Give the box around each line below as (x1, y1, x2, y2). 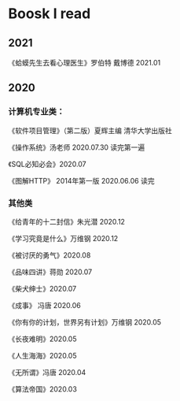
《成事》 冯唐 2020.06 (8, 300, 81, 310)
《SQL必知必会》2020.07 (8, 159, 86, 169)
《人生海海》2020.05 (8, 351, 77, 360)
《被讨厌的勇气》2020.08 (8, 250, 91, 260)
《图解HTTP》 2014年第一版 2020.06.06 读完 (8, 176, 155, 185)
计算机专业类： (8, 106, 65, 117)
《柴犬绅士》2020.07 (8, 284, 77, 293)
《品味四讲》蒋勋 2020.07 (8, 267, 93, 277)
